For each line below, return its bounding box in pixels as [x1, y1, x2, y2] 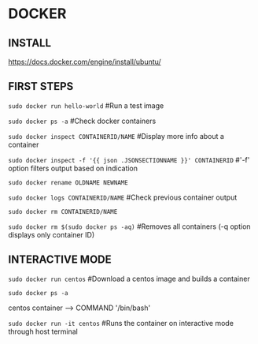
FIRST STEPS [8, 80, 74, 93]
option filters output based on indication [8, 163, 138, 173]
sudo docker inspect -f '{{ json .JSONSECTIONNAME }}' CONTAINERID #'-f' [8, 155, 250, 164]
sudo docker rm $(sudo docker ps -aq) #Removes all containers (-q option [8, 222, 251, 231]
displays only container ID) [8, 230, 95, 239]
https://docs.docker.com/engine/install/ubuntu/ [8, 57, 161, 66]
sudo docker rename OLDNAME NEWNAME [8, 178, 128, 186]
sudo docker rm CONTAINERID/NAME [8, 208, 118, 215]
